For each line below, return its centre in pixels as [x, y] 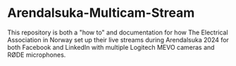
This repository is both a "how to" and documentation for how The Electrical [118, 32]
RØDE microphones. [37, 55]
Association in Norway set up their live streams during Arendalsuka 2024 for [118, 39]
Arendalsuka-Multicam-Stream [101, 13]
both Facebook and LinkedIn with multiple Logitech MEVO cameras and [111, 47]
